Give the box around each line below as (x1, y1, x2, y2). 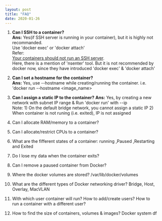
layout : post (5, 7, 31, 12)
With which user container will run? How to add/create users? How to (12, 196, 150, 202)
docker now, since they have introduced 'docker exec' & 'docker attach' (12, 66, 155, 71)
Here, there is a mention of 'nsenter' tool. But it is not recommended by (12, 60, 154, 66)
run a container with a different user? (12, 201, 86, 207)
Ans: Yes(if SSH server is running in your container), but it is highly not (12, 34, 153, 40)
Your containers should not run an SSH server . (12, 55, 105, 61)
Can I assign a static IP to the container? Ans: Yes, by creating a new (12, 95, 152, 101)
